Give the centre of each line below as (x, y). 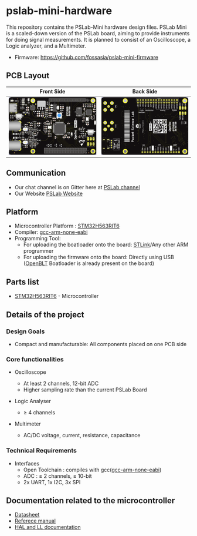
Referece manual (35, 521)
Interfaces (27, 463)
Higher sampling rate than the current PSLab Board (85, 390)
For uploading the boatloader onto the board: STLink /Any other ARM (106, 244)
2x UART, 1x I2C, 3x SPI (52, 482)
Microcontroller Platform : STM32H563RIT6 (67, 226)
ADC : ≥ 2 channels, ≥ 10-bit (57, 476)
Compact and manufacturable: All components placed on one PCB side (101, 344)
